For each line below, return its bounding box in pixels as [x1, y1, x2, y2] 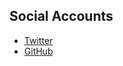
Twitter [23, 34, 54, 46]
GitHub [23, 45, 54, 57]
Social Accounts [9, 8, 114, 25]
